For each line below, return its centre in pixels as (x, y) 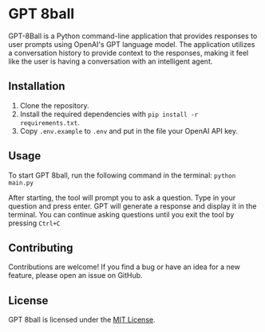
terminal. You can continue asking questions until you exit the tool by (121, 214)
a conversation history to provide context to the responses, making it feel (129, 53)
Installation (37, 86)
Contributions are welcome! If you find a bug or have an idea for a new (125, 267)
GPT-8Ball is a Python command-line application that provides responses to (133, 36)
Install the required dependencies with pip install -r (109, 114)
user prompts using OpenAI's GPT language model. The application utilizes (132, 44)
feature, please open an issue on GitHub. (75, 275)
